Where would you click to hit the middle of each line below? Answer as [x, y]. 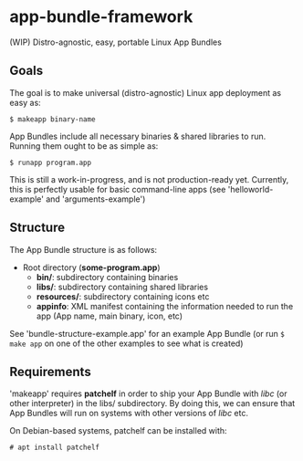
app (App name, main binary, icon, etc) [110, 316]
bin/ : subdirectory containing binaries [107, 277]
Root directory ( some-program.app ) [91, 267]
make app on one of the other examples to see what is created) [126, 343]
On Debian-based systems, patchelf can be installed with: [118, 431]
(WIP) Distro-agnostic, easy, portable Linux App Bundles [115, 42]
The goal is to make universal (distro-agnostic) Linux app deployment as [145, 92]
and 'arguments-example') [95, 199]
